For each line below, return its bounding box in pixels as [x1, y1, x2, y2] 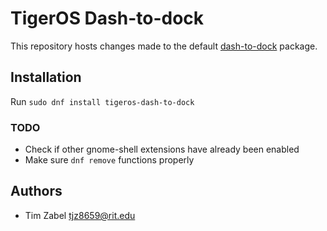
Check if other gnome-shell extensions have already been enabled [24, 143, 300, 156]
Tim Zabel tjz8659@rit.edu [24, 209, 136, 221]
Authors [10, 183, 63, 200]
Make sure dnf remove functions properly [24, 154, 195, 166]
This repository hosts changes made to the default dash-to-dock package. [10, 40, 318, 52]
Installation [10, 69, 82, 86]
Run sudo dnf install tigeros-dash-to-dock [10, 95, 195, 107]
